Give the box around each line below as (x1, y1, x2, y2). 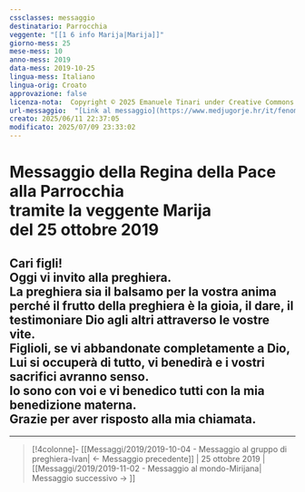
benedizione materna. (9, 397, 137, 412)
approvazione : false (9, 89, 88, 98)
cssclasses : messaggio (9, 13, 95, 23)
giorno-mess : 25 (9, 38, 71, 48)
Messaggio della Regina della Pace (9, 162, 277, 182)
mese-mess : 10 (9, 47, 64, 56)
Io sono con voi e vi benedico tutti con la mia (9, 382, 265, 399)
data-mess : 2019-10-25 (9, 64, 95, 73)
